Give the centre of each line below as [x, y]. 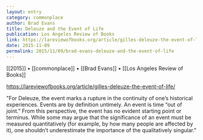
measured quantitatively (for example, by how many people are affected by [100, 124]
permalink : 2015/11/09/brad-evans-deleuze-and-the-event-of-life [90, 51]
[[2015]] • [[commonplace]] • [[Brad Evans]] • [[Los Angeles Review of [95, 68]
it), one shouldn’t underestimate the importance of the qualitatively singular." [101, 130]
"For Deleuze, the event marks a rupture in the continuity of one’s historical [100, 98]
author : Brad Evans [31, 23]
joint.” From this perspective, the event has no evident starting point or [94, 111]
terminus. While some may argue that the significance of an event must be [99, 117]
